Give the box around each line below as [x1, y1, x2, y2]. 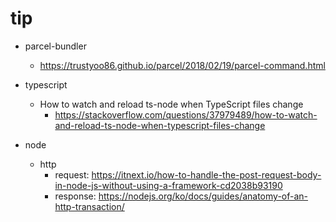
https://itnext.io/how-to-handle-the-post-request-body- [91, 168, 322, 181]
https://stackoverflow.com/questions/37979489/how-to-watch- [54, 108, 318, 121]
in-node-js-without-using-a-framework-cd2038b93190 [54, 179, 283, 191]
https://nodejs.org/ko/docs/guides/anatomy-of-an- [98, 190, 309, 202]
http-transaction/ [54, 200, 125, 212]
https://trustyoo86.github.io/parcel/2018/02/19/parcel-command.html [39, 59, 326, 71]
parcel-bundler [24, 40, 87, 52]
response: [54, 190, 97, 202]
